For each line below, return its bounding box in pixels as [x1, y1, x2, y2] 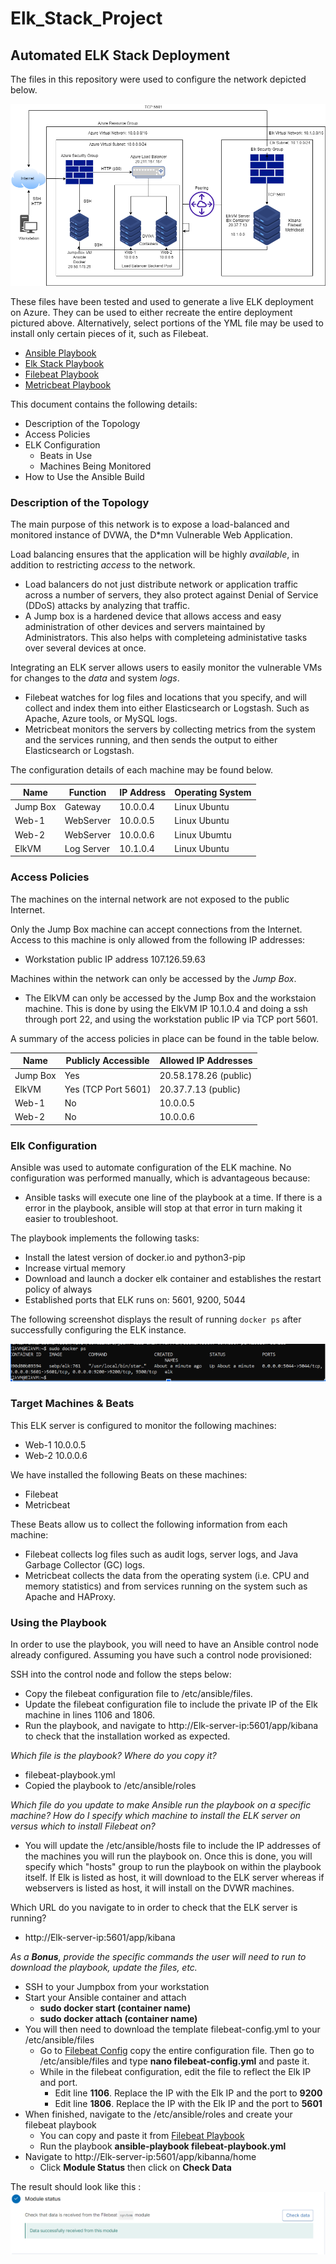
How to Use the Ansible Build [24, 471, 145, 483]
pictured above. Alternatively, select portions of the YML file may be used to [10, 317, 324, 329]
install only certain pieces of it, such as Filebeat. [10, 328, 209, 340]
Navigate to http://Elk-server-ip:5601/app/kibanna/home [24, 2151, 257, 2163]
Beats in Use [39, 450, 93, 462]
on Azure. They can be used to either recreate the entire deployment [10, 307, 293, 319]
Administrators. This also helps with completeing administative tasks [24, 632, 308, 644]
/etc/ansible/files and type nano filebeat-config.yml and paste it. [39, 2055, 310, 2067]
